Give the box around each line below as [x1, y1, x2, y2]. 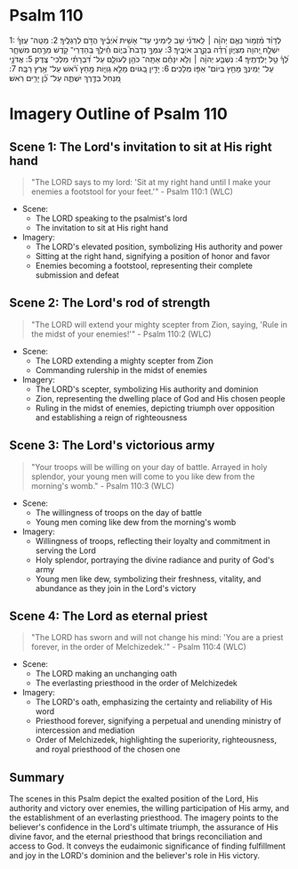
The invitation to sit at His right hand [35, 222, 169, 232]
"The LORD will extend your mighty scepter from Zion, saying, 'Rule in [30, 319, 287, 329]
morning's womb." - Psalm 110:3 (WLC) [30, 480, 175, 491]
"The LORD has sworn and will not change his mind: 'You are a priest [30, 632, 284, 643]
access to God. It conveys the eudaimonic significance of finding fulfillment [9, 841, 286, 851]
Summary [9, 769, 65, 784]
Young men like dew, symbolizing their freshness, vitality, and [35, 573, 262, 584]
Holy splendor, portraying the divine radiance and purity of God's [35, 554, 275, 565]
